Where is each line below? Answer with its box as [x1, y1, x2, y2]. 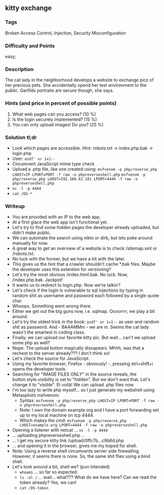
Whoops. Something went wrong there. [12, 303, 92, 309]
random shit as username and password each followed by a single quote [12, 293, 160, 299]
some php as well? [12, 340, 50, 346]
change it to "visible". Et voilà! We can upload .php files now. [12, 382, 135, 388]
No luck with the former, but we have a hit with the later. [12, 256, 126, 262]
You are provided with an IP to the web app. [12, 214, 101, 220]
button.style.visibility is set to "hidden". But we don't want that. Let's [12, 377, 151, 382]
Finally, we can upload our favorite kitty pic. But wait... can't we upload [12, 335, 156, 341]
